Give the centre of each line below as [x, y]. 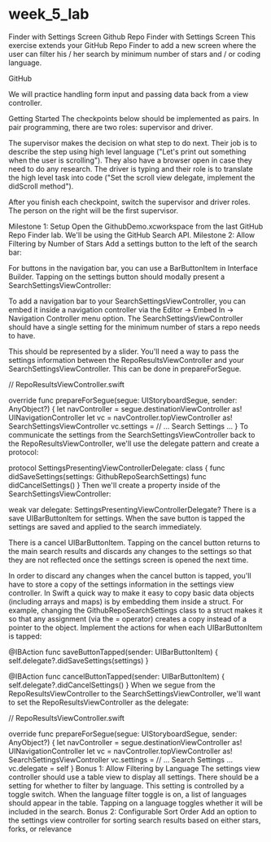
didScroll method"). [41, 186]
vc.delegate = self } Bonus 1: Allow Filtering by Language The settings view [134, 768]
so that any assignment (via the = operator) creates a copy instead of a [127, 618]
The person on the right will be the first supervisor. [94, 210]
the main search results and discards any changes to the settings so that [130, 551]
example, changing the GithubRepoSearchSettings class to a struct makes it [135, 610]
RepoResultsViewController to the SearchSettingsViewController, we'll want [135, 693]
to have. [22, 335]
